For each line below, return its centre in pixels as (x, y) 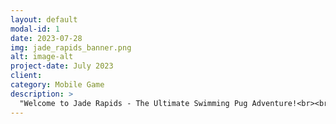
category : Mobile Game (57, 85)
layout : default (44, 19)
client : (26, 76)
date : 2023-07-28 (46, 38)
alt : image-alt (42, 57)
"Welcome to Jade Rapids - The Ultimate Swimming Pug (133, 103)
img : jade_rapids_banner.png (71, 47)
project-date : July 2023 (62, 66)
